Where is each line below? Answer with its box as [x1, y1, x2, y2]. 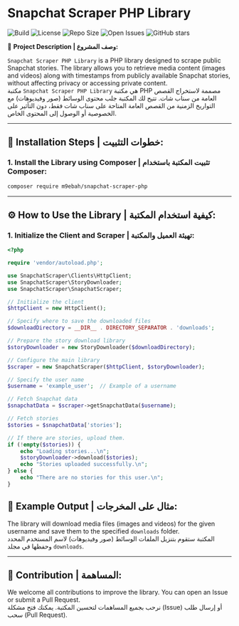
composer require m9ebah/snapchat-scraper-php [7, 183, 148, 190]
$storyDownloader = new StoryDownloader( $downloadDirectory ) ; [7, 344, 196, 351]
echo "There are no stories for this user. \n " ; [20, 474, 164, 482]
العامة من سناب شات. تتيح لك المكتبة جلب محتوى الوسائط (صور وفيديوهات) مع [7, 94, 217, 102]
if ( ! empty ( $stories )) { [7, 441, 81, 448]
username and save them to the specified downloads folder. [7, 526, 180, 535]
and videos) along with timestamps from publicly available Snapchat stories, [7, 71, 231, 80]
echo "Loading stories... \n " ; [20, 447, 110, 455]
